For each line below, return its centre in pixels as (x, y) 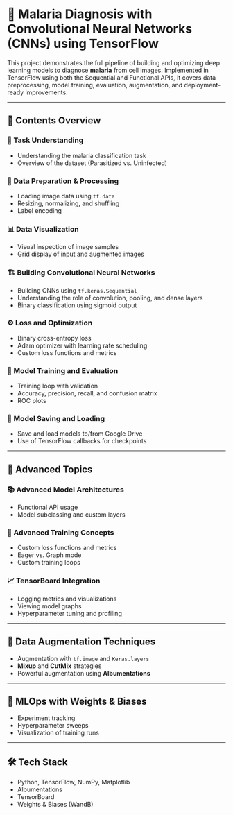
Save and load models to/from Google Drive (80, 434)
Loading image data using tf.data (66, 196)
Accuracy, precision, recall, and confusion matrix (87, 393)
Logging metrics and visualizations (67, 599)
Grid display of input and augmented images (80, 254)
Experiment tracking (46, 718)
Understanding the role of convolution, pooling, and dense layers (110, 298)
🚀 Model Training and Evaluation (63, 370)
